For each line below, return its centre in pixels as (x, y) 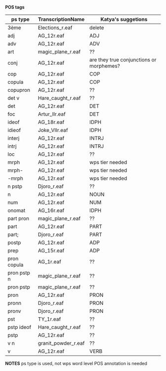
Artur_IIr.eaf (52, 114)
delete (97, 28)
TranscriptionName (61, 19)
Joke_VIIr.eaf (53, 130)
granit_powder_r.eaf (61, 343)
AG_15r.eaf (51, 250)
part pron (19, 218)
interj (14, 138)
